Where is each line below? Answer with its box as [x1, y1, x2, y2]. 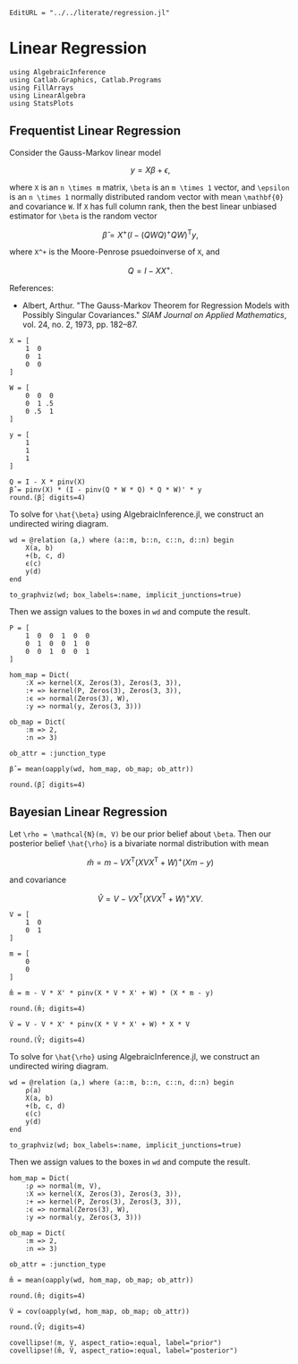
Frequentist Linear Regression [9, 124, 182, 139]
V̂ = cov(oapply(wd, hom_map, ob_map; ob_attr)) [9, 1308, 191, 1317]
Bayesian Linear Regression [9, 804, 168, 819]
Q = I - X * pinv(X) [9, 477, 87, 487]
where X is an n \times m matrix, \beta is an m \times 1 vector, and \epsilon [9, 182, 290, 193]
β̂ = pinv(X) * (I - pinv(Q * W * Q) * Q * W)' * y [9, 485, 202, 494]
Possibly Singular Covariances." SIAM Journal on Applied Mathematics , [21, 310, 287, 321]
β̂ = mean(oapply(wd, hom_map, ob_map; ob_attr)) [9, 765, 194, 774]
